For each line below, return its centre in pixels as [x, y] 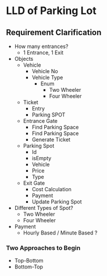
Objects [24, 59]
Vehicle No [45, 71]
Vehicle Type [47, 77]
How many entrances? [41, 46]
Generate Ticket [51, 139]
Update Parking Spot [57, 202]
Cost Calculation [51, 189]
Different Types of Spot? [44, 208]
